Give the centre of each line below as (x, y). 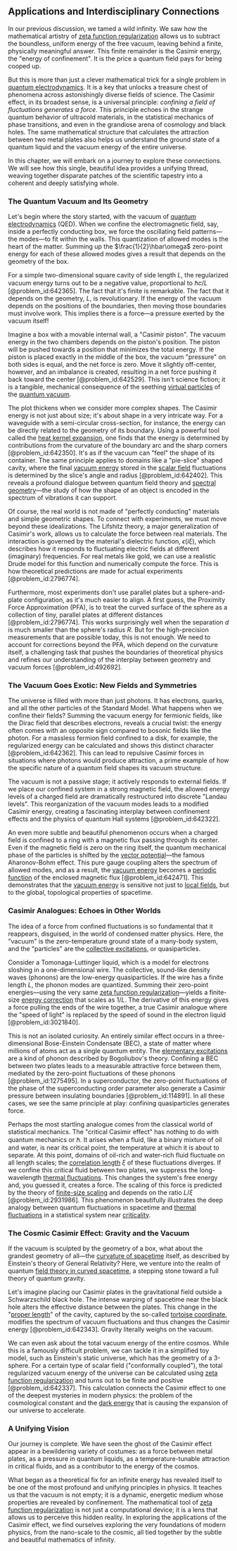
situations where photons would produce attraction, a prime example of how (118, 760)
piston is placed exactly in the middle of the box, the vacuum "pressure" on (117, 357)
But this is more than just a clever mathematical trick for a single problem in (117, 80)
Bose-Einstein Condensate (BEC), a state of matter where (128, 1043)
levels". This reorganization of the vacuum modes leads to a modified (108, 804)
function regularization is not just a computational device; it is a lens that (113, 1510)
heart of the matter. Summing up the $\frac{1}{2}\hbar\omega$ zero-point (115, 246)
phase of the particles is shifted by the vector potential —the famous (107, 855)
